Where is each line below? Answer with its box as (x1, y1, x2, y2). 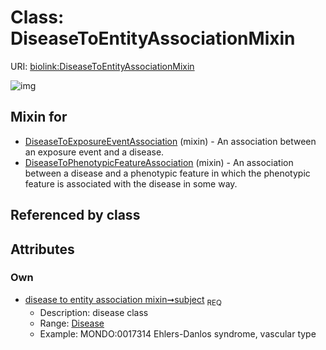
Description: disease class (39, 306, 149, 318)
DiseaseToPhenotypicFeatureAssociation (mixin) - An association (24, 156, 294, 168)
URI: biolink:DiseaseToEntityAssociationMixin (10, 60, 195, 72)
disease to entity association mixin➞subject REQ (24, 293, 222, 308)
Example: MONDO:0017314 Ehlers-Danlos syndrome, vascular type (39, 327, 317, 340)
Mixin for (10, 109, 68, 126)
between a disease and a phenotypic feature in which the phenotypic (24, 167, 311, 179)
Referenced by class (10, 207, 141, 224)
